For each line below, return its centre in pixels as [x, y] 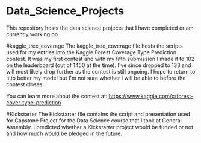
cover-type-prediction [34, 102]
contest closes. [25, 84]
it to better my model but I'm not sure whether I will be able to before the [96, 78]
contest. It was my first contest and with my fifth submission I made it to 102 [100, 59]
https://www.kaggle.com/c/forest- [151, 96]
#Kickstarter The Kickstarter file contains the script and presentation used [98, 114]
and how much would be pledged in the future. [64, 133]
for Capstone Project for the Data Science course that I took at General [94, 120]
